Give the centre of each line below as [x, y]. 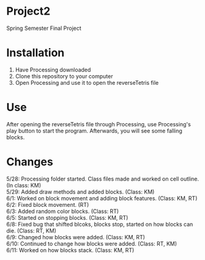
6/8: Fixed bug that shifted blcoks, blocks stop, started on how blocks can [100, 224]
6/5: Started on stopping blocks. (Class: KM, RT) [67, 217]
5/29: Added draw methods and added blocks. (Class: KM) [80, 192]
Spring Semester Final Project [44, 28]
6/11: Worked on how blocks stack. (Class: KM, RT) [70, 250]
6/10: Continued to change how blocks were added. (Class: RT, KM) [92, 244]
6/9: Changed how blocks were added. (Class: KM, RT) [76, 237]
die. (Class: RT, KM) [32, 231]
